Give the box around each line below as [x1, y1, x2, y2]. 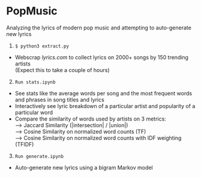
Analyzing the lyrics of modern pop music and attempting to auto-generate [6, 24, 192, 31]
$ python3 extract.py [14, 43, 69, 49]
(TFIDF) [14, 140, 34, 148]
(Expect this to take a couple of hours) [14, 66, 110, 73]
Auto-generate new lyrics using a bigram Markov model [14, 164, 153, 171]
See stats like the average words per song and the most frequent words [14, 89, 193, 97]
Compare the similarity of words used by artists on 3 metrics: [14, 115, 166, 122]
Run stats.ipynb [14, 79, 56, 85]
